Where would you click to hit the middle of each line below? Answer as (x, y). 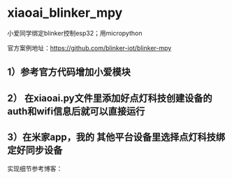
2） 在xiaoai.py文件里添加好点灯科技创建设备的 (110, 98)
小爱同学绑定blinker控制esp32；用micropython (75, 33)
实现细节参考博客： (35, 169)
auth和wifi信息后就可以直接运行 (76, 111)
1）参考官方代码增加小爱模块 (69, 72)
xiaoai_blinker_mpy (65, 13)
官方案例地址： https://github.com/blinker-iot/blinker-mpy (89, 48)
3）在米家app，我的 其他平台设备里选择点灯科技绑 (116, 137)
